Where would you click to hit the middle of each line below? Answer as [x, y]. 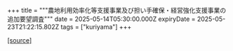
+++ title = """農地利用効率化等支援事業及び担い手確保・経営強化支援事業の [117, 10]
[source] [20, 40]
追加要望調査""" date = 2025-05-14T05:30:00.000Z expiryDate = [101, 19]
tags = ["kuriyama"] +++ [96, 27]
